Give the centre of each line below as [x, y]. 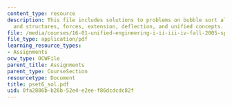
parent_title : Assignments [46, 65]
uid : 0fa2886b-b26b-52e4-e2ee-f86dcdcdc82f [71, 90]
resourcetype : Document [41, 78]
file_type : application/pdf [48, 39]
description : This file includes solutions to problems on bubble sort [112, 20]
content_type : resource [41, 13]
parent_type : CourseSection [48, 71]
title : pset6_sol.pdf [38, 84]
